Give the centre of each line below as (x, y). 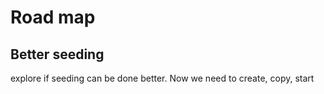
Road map (53, 17)
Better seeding (57, 54)
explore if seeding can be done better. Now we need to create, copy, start (162, 78)
